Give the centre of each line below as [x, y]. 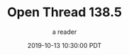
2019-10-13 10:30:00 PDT [64, 45]
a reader [64, 32]
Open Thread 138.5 [64, 12]
